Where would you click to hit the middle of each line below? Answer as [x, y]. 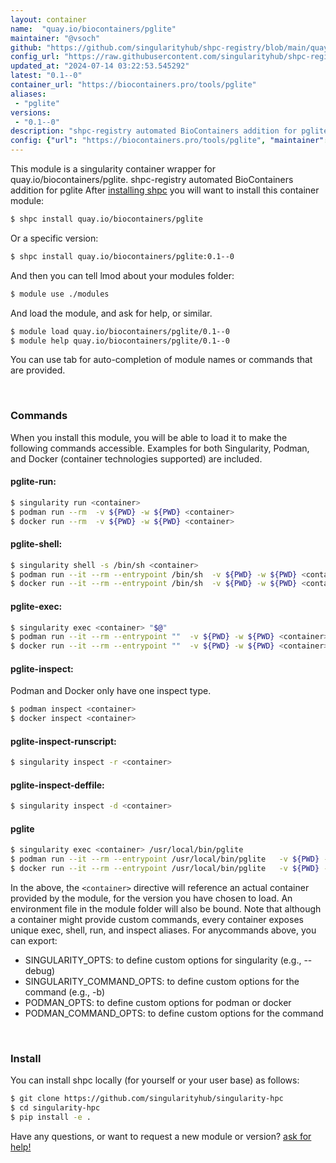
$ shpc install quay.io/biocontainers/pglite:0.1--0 [122, 256]
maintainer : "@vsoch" [55, 38]
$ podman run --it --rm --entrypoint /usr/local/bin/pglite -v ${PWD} [165, 859]
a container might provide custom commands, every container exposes [157, 920]
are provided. [38, 370]
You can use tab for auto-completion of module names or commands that [161, 360]
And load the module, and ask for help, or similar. [111, 313]
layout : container [48, 19]
